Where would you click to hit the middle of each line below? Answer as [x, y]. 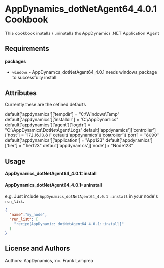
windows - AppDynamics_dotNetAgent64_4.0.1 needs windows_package [84, 72]
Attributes [21, 93]
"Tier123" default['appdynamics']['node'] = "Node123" [78, 146]
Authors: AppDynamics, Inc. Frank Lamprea [49, 260]
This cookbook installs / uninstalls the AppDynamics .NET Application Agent [82, 33]
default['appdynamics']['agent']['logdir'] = [48, 125]
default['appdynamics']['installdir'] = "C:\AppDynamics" [62, 120]
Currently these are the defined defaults [46, 105]
